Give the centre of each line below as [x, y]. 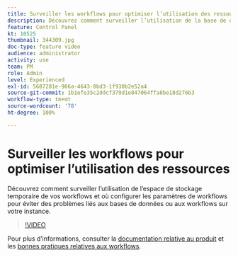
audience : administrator [44, 54]
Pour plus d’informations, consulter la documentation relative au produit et [116, 239]
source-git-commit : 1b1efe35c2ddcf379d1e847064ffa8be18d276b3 [101, 93]
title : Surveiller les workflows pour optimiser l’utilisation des [109, 14]
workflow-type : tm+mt [39, 100]
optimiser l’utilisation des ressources [119, 169]
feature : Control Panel [42, 27]
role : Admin [25, 73]
